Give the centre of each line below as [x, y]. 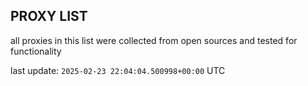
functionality [36, 51]
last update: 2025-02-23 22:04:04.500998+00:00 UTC [118, 70]
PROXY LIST [49, 16]
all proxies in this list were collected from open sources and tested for [154, 40]
